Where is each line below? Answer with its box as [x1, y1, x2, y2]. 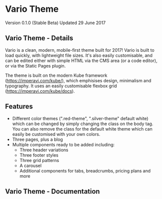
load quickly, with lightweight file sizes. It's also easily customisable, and [5, 52, 153, 58]
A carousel [19, 163, 42, 168]
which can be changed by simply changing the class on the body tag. [12, 121, 154, 127]
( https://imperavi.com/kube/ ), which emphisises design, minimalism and [5, 77, 152, 83]
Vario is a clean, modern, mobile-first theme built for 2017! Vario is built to [5, 47, 155, 53]
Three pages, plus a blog [12, 136, 63, 142]
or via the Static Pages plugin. [5, 63, 66, 68]
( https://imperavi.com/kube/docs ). [5, 88, 75, 94]
